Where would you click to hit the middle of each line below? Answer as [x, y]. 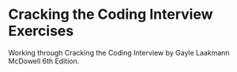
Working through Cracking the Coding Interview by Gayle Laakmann [119, 52]
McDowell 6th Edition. [44, 61]
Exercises [41, 31]
